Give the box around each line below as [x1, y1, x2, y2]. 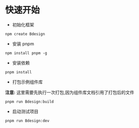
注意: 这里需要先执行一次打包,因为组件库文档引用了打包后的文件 [5, 89, 135, 95]
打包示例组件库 [12, 79, 43, 85]
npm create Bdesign [5, 32, 45, 36]
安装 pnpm [12, 40, 35, 47]
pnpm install [5, 69, 32, 74]
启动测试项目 [12, 108, 38, 114]
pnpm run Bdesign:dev [5, 118, 50, 123]
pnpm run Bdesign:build [5, 99, 54, 104]
